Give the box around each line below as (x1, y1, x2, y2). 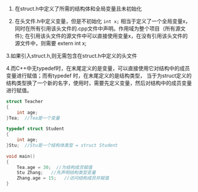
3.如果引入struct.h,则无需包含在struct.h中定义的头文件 (6, 52, 137, 59)
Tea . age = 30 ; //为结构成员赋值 (16, 164, 93, 170)
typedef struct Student (6, 126, 65, 132)
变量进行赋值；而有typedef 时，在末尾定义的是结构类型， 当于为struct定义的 (6, 72, 192, 79)
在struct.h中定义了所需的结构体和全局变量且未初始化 (14, 5, 143, 12)
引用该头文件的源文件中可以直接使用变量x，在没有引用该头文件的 (30, 32, 188, 39)
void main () (6, 153, 35, 159)
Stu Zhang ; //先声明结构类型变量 (16, 170, 96, 176)
